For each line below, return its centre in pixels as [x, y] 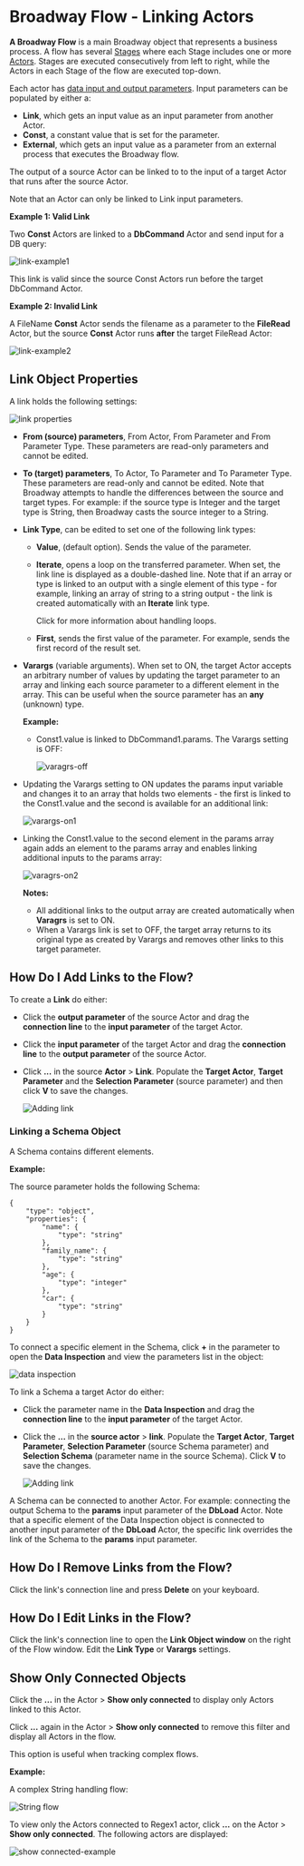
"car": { [58, 1298]
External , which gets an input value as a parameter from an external [149, 144]
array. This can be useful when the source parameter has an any [143, 694]
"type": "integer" [92, 1282]
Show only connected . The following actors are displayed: [119, 1834]
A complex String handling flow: [69, 1790]
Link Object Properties [74, 380]
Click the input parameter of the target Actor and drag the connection [154, 1044]
